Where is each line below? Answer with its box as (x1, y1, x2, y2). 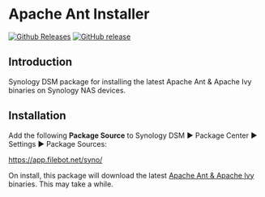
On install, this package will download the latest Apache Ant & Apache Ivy (8, 170, 254, 180)
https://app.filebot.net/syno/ (8, 155, 103, 165)
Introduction (8, 55, 73, 69)
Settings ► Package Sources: (8, 139, 107, 148)
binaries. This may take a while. (8, 179, 113, 189)
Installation (8, 109, 66, 122)
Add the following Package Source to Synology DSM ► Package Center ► (8, 131, 258, 140)
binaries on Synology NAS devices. (8, 85, 126, 95)
